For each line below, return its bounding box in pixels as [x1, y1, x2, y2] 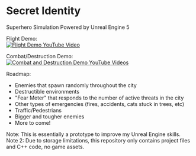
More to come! [14, 119, 51, 126]
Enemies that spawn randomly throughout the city [14, 81, 137, 89]
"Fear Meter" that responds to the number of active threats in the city [14, 94, 184, 101]
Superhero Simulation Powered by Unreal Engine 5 [6, 24, 130, 31]
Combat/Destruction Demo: [6, 52, 73, 59]
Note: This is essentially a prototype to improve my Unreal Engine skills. [6, 131, 181, 138]
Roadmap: [6, 70, 31, 77]
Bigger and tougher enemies [14, 113, 85, 120]
